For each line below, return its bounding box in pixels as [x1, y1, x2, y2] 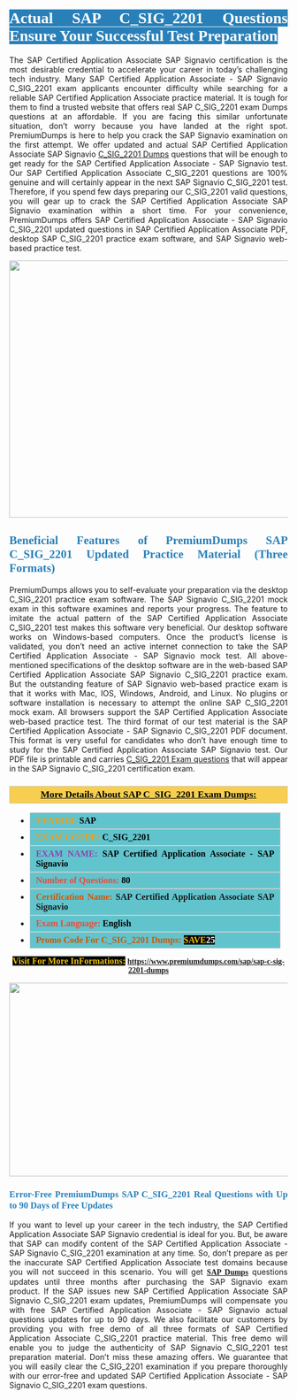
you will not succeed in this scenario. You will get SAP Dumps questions [9, 1266, 288, 1278]
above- [262, 650, 288, 661]
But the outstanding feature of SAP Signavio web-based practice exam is [9, 678, 288, 689]
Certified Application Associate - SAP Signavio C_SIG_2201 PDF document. [9, 726, 288, 736]
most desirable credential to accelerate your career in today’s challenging [9, 64, 288, 74]
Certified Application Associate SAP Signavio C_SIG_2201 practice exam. [9, 669, 288, 680]
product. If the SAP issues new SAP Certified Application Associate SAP [9, 1286, 288, 1296]
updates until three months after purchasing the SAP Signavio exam [9, 1277, 288, 1288]
